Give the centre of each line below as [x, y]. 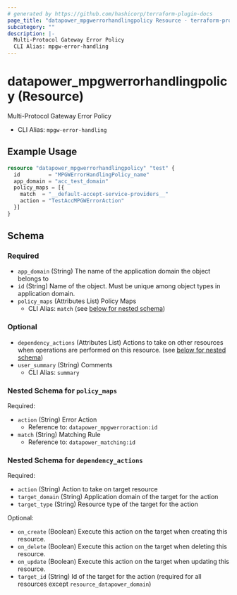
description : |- [31, 33]
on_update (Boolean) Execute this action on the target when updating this [123, 562]
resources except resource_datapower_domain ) [84, 584]
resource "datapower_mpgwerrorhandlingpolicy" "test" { [91, 168]
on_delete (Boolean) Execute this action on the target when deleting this [122, 546]
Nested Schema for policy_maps [62, 391]
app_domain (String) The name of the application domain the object [114, 271]
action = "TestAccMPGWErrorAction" [72, 201]
